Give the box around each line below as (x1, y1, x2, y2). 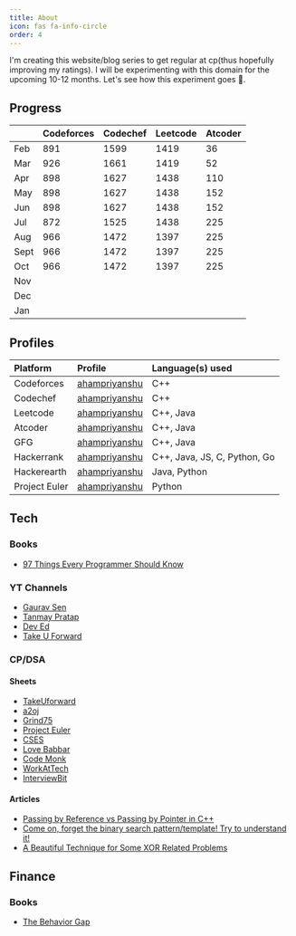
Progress (9, 100, 62, 116)
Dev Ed (22, 621, 50, 632)
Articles (9, 793, 41, 804)
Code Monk (22, 753, 67, 765)
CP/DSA (9, 653, 46, 665)
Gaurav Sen (22, 601, 67, 612)
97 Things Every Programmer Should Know (22, 559, 184, 569)
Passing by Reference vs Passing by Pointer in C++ (22, 814, 215, 825)
